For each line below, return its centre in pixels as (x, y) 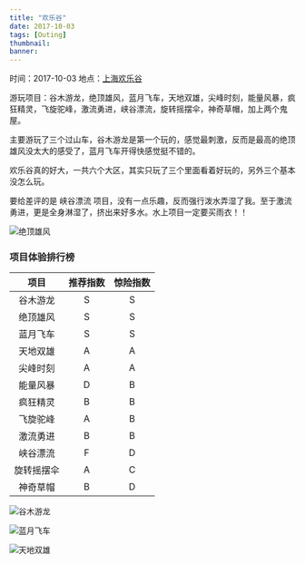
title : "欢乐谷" (38, 18)
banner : (24, 52)
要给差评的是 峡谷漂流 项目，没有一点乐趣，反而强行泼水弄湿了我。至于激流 (151, 201)
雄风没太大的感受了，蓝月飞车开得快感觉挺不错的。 (105, 151)
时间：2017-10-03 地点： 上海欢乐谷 (76, 79)
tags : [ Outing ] (38, 34)
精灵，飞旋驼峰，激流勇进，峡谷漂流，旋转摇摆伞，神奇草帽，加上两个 (148, 109)
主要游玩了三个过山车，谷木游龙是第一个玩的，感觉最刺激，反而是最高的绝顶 (152, 140)
